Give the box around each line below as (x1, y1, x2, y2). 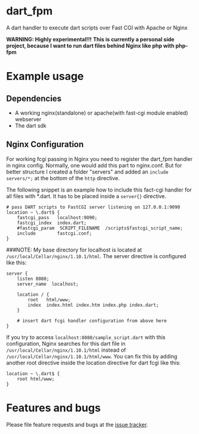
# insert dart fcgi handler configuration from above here (17, 318, 167, 324)
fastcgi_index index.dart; (17, 220, 87, 226)
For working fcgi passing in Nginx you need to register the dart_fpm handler (6, 155, 193, 163)
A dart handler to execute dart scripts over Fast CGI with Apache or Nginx (6, 24, 188, 31)
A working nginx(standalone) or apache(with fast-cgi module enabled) (14, 109, 188, 116)
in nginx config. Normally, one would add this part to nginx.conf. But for (6, 161, 182, 169)
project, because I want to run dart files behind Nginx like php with (6, 42, 174, 49)
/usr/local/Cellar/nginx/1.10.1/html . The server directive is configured (6, 252, 186, 259)
